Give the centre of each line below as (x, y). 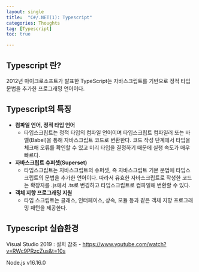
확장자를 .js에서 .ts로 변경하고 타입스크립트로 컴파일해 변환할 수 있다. (110, 185)
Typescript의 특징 (39, 109)
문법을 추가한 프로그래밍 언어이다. (46, 88)
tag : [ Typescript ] (29, 29)
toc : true (19, 34)
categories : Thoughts (33, 23)
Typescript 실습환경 (43, 228)
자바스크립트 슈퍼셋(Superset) (51, 162)
